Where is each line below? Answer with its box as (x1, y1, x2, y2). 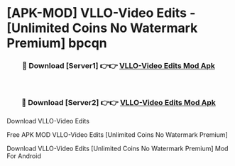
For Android (6, 151, 42, 160)
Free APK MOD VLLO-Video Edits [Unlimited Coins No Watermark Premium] (6, 130, 228, 139)
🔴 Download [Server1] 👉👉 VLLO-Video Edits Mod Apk (21, 61, 216, 71)
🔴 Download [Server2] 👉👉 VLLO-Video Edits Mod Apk (21, 98, 216, 108)
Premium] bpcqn (6, 35, 107, 51)
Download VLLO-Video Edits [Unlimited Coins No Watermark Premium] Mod (6, 144, 229, 153)
